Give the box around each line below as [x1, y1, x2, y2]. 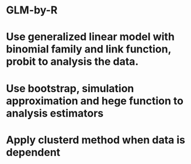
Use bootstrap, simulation [6, 82, 134, 95]
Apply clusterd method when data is [6, 133, 186, 146]
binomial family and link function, [6, 43, 171, 56]
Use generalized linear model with [6, 30, 175, 44]
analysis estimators [6, 106, 104, 120]
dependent [6, 145, 61, 159]
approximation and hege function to [6, 94, 184, 107]
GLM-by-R [6, 4, 58, 17]
